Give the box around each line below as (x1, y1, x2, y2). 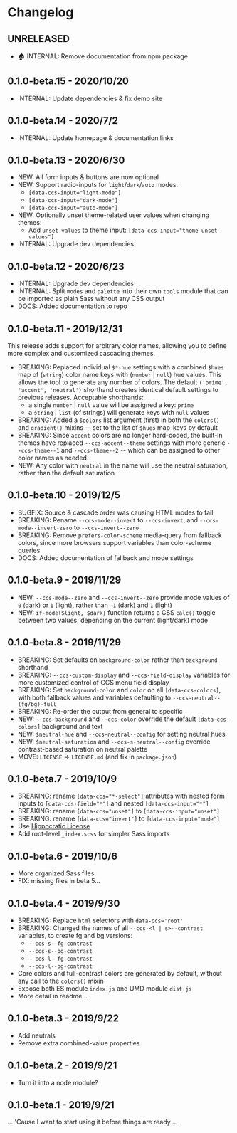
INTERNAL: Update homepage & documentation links (17, 133, 174, 142)
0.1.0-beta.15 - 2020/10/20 (7, 75, 130, 88)
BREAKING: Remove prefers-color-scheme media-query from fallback (17, 531, 223, 539)
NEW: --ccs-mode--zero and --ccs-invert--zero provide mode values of (17, 593, 230, 601)
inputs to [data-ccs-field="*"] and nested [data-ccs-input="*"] (17, 799, 209, 808)
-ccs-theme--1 (17, 448, 60, 455)
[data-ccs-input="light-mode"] (28, 189, 122, 196)
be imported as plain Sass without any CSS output (17, 295, 165, 303)
